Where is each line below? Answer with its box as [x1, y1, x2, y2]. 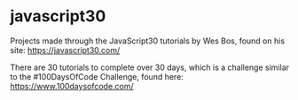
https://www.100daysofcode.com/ [10, 81, 134, 91]
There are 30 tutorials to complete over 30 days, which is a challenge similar [10, 62, 290, 73]
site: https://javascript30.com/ [10, 44, 121, 55]
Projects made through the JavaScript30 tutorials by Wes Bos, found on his [10, 35, 286, 46]
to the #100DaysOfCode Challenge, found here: [10, 71, 184, 81]
